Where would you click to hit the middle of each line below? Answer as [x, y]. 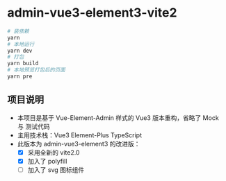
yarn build [23, 64]
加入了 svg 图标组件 [56, 170]
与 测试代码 [33, 126]
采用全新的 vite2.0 [54, 152]
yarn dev [20, 51]
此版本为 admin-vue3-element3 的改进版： [79, 144]
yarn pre [20, 77]
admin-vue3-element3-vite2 [92, 13]
